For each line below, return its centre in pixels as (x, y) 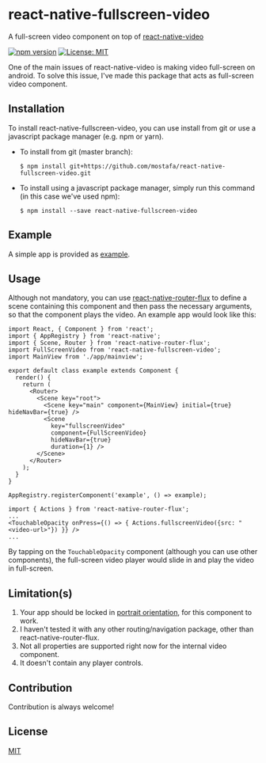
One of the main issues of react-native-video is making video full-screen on (132, 67)
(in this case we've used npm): (70, 196)
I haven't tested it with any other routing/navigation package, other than (137, 629)
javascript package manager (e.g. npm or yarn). (86, 136)
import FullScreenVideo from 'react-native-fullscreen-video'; (115, 350)
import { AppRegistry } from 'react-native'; (84, 336)
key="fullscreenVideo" (88, 426)
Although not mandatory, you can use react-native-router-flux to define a (127, 298)
